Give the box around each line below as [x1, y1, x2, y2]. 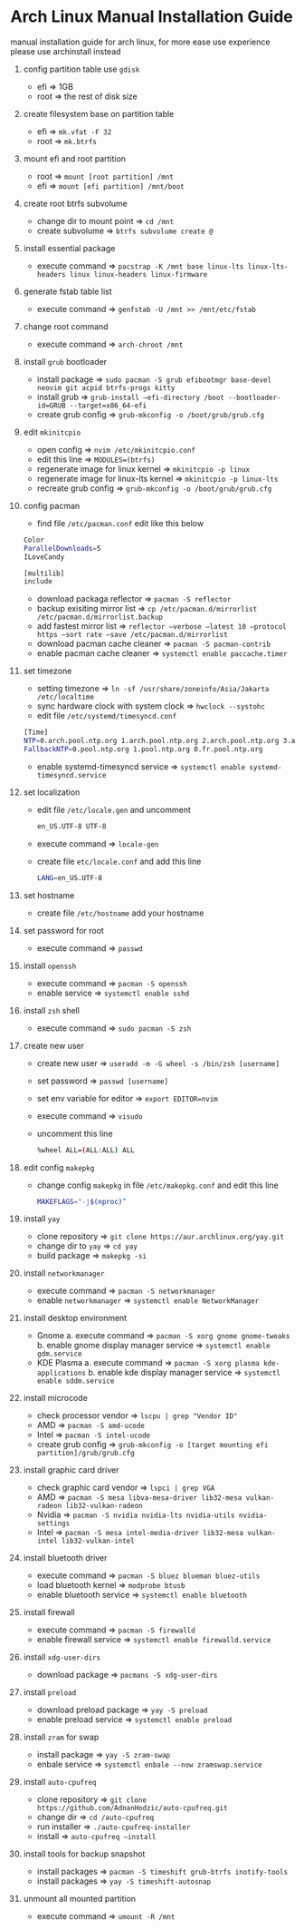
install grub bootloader [23, 356, 108, 367]
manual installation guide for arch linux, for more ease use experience [10, 36, 271, 47]
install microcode [23, 1393, 89, 1404]
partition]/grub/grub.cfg [36, 1449, 135, 1458]
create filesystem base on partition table [23, 108, 175, 119]
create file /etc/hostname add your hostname [36, 907, 204, 918]
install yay [23, 1213, 61, 1224]
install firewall [23, 1607, 75, 1618]
